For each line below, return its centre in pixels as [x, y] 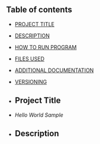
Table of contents [39, 10]
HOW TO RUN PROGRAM [46, 47]
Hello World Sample [39, 115]
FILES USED [29, 58]
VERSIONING [31, 82]
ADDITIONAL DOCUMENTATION [54, 70]
